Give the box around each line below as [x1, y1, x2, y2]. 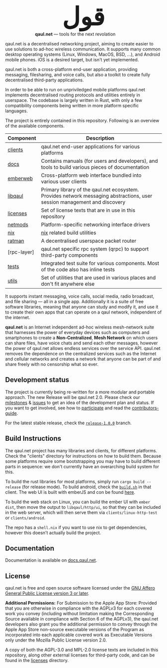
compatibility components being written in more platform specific [5, 103, 139, 108]
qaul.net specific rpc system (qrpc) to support [41, 246, 149, 252]
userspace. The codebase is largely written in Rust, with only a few [5, 97, 143, 103]
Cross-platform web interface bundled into [41, 172, 142, 179]
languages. [5, 108, 28, 114]
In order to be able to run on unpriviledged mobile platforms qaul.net [5, 87, 145, 92]
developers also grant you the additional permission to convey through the [5, 621, 158, 627]
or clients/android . [5, 515, 46, 521]
